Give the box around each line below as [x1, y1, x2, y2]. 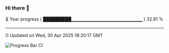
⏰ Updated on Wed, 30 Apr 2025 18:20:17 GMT [5, 32, 103, 38]
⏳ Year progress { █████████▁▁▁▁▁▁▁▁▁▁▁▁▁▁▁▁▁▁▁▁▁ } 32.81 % [5, 16, 163, 22]
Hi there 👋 [5, 4, 30, 11]
